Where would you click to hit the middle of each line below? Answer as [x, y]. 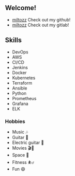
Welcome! [21, 8]
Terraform [22, 83]
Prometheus [24, 98]
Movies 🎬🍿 [23, 148]
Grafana [20, 104]
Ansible [20, 88]
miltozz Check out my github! [41, 19]
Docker [19, 72]
